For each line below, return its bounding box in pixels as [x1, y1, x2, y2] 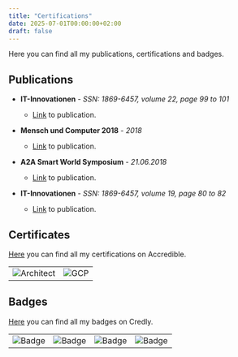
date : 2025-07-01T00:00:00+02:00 [8, 19, 122, 28]
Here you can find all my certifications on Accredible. [8, 249, 187, 259]
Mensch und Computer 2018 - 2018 [19, 126, 142, 135]
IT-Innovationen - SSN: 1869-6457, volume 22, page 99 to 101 [19, 94, 230, 104]
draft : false [8, 27, 53, 35]
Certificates [8, 228, 71, 242]
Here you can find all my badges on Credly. [8, 316, 154, 326]
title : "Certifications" [8, 11, 93, 20]
